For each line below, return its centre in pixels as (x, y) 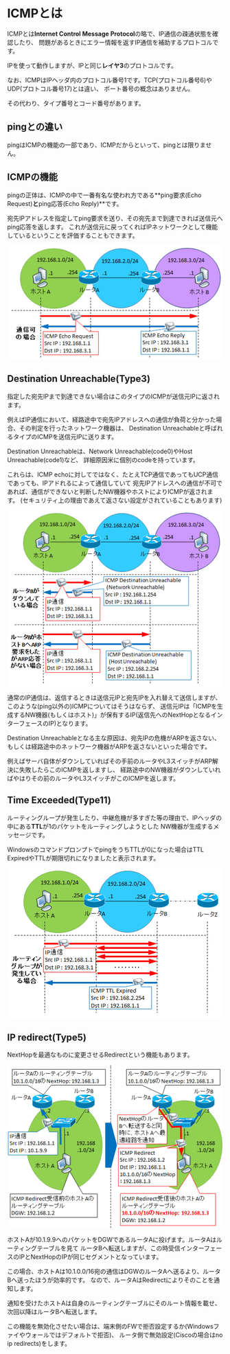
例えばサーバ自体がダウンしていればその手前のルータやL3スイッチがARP (110, 761)
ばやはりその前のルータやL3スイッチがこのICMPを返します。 (93, 778)
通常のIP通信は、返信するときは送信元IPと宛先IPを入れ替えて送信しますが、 (114, 698)
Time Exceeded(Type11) (59, 800)
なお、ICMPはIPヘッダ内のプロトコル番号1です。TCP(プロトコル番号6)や (110, 80)
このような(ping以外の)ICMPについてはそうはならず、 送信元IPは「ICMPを (112, 706)
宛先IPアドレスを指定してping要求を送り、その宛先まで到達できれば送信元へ (115, 218)
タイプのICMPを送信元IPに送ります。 (65, 437)
